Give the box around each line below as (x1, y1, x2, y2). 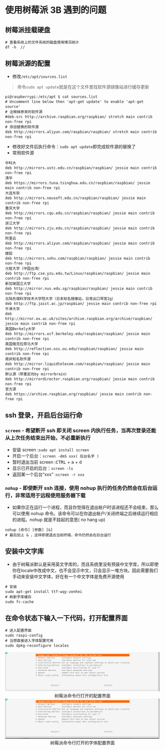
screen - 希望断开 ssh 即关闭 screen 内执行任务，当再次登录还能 (5, 427, 156, 434)
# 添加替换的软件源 (5, 124, 39, 130)
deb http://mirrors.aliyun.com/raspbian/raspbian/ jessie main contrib (5, 241, 155, 246)
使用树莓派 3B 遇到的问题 (5, 4, 107, 16)
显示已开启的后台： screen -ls (12, 465, 74, 471)
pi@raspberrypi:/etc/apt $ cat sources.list (5, 94, 98, 99)
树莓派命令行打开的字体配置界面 (50, 740, 115, 746)
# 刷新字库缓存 (5, 594, 32, 599)
